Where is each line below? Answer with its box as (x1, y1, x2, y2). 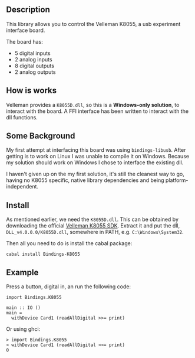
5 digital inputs (14, 50, 51, 57)
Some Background (6, 131, 75, 141)
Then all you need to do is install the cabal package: (6, 240, 133, 247)
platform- (165, 177, 189, 184)
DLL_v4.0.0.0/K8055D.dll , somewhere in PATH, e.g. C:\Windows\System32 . (6, 229, 184, 236)
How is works (6, 86, 57, 96)
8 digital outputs (14, 62, 55, 69)
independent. (6, 183, 39, 190)
